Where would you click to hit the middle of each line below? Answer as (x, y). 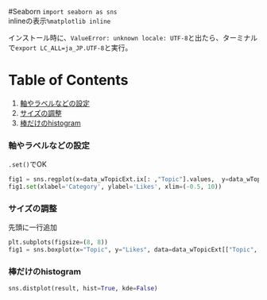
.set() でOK (28, 164)
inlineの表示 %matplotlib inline (60, 21)
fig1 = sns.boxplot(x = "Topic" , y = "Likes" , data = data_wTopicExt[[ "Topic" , (133, 250)
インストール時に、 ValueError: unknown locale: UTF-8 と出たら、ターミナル (133, 38)
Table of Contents (68, 81)
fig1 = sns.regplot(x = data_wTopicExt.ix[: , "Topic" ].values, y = (118, 179)
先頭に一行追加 (33, 227)
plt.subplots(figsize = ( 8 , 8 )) (58, 242)
